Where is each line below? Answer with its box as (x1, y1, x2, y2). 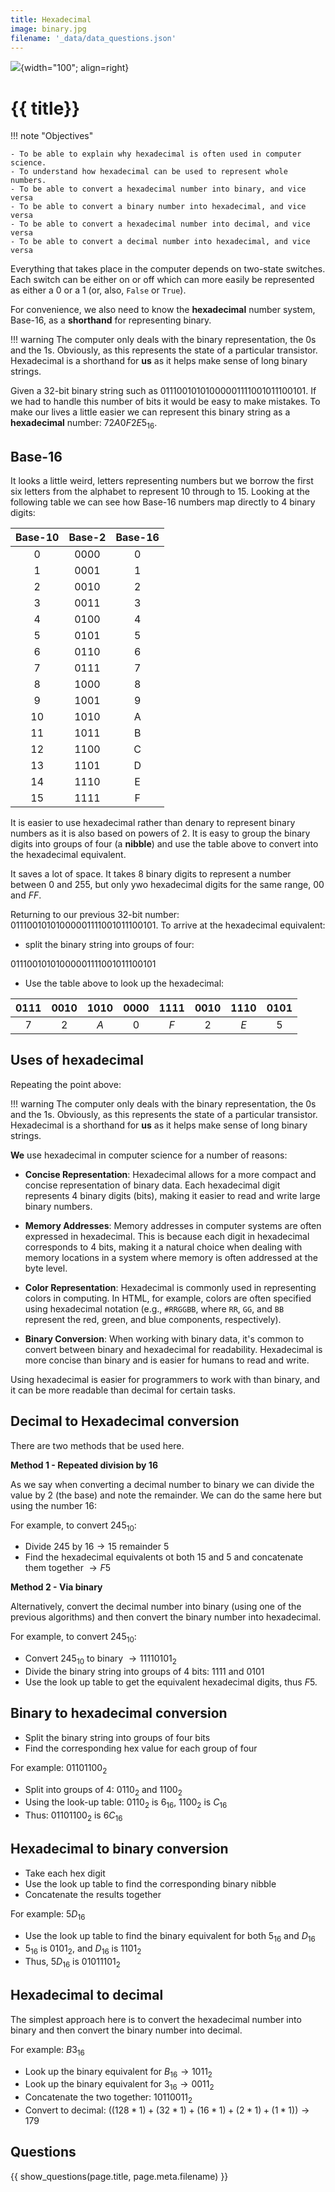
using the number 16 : (10, 1499, 98, 1511)
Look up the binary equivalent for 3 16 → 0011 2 (24, 2078, 215, 2093)
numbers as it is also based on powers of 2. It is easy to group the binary (10, 827, 311, 839)
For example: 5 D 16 (10, 1907, 86, 1922)
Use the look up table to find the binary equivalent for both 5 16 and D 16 (24, 1929, 316, 1944)
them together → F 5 (24, 1562, 112, 1574)
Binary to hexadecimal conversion (10, 1705, 228, 1722)
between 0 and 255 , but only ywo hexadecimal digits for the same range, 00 (10, 878, 325, 890)
